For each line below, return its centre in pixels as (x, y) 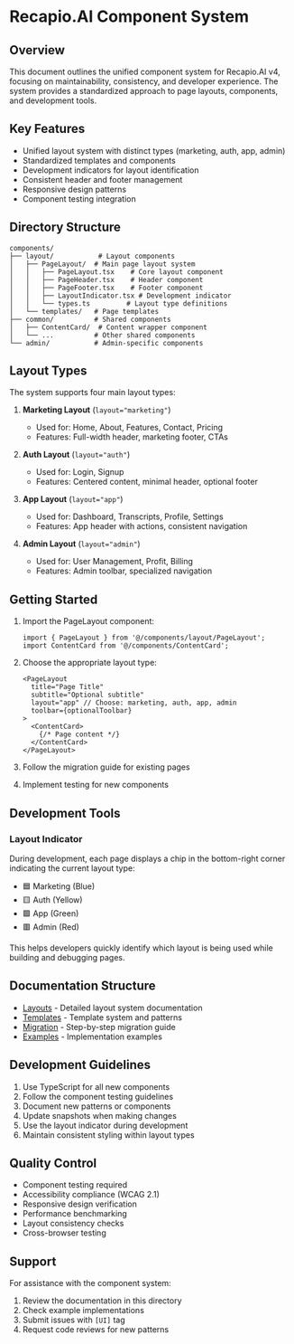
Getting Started (54, 599)
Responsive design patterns (74, 189)
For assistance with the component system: (90, 1283)
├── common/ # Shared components (90, 319)
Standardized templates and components (99, 160)
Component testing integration (79, 199)
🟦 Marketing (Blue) (59, 886)
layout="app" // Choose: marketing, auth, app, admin (134, 703)
